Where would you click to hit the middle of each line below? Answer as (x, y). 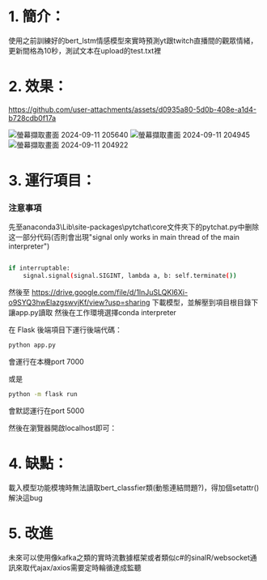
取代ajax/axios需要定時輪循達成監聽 (82, 567)
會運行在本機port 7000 (47, 361)
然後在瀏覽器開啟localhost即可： (63, 428)
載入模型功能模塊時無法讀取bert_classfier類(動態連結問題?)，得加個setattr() (134, 488)
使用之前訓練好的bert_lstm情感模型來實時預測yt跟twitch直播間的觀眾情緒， (133, 41)
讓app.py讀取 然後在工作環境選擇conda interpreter (92, 313)
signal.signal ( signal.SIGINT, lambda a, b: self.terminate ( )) (130, 276)
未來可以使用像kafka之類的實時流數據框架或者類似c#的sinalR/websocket (129, 557)
